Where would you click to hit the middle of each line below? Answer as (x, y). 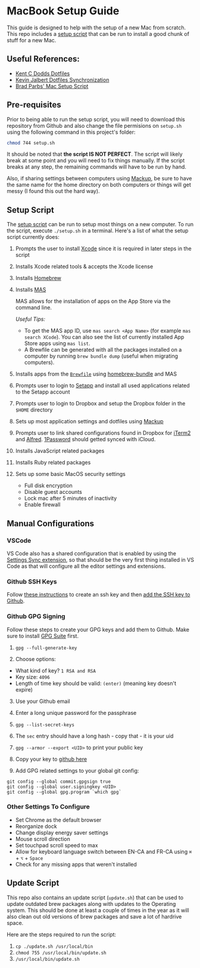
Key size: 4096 (32, 677)
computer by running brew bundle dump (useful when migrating (101, 356)
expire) (24, 689)
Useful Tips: (30, 319)
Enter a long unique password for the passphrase (76, 712)
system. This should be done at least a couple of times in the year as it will (98, 910)
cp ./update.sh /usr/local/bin (54, 947)
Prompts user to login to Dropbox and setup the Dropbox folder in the (100, 404)
